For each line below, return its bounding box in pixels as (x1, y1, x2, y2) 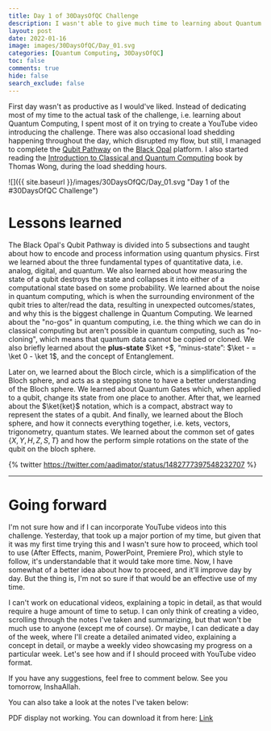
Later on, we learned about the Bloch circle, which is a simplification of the (8, 368, 256, 377)
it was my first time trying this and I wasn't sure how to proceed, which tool (8, 539, 258, 549)
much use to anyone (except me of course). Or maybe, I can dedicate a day (8, 624, 260, 633)
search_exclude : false (8, 79, 85, 87)
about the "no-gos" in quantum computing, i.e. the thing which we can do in (8, 318, 261, 327)
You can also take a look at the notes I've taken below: (8, 698, 190, 708)
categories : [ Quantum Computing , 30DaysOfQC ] (8, 49, 164, 57)
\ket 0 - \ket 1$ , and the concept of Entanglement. (8, 351, 174, 361)
